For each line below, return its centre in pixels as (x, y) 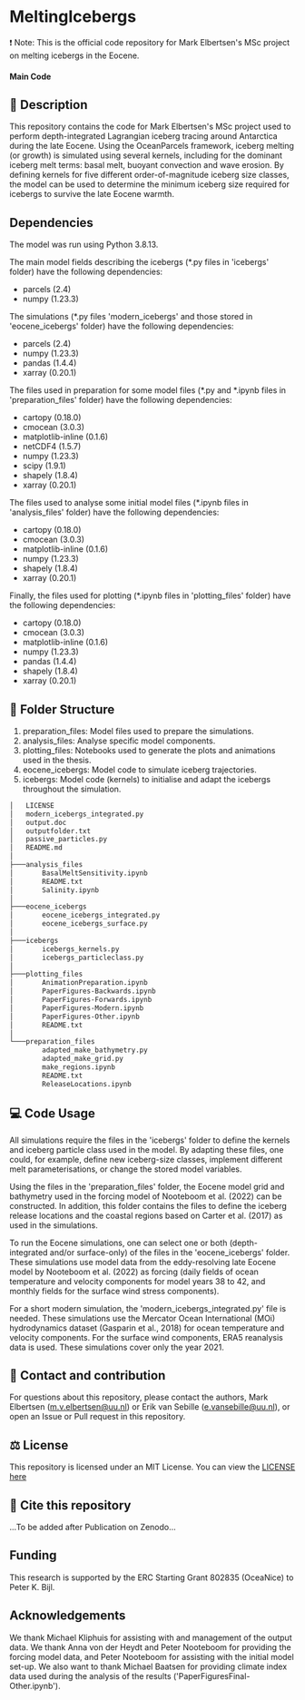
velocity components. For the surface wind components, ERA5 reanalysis (146, 1337)
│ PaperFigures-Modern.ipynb (77, 1008)
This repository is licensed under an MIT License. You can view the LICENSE (152, 1467)
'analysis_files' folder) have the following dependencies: (114, 512)
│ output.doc (38, 822)
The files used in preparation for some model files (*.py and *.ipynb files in (148, 390)
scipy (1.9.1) (44, 466)
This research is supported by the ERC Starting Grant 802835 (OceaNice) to (152, 1577)
